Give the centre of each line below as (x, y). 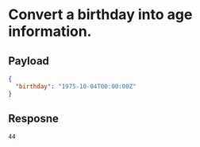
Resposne (34, 119)
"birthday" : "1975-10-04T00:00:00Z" (76, 86)
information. (50, 31)
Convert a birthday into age (100, 15)
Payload (29, 61)
